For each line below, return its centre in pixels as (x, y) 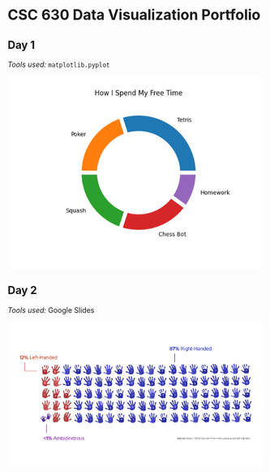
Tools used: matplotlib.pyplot (59, 64)
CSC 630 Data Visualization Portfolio (134, 15)
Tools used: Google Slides (51, 310)
